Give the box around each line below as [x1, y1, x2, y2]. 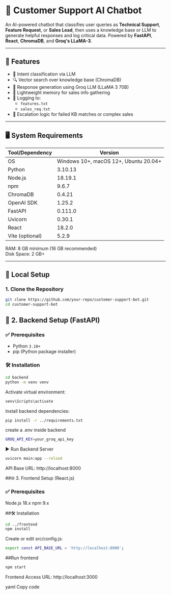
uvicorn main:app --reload [5, 456, 63, 461]
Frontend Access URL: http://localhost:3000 [5, 574, 98, 580]
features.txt [20, 101, 48, 106]
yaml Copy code [5, 584, 40, 590]
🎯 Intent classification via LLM [12, 71, 76, 77]
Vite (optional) [8, 232, 42, 239]
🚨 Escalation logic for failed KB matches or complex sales [12, 111, 133, 117]
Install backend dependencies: [5, 408, 70, 414]
